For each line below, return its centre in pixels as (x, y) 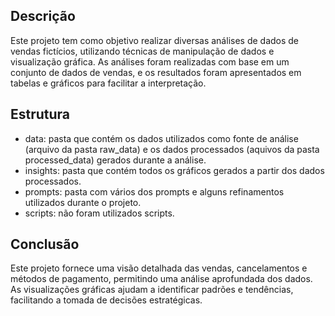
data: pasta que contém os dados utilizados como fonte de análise (161, 138)
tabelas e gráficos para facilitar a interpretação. (108, 83)
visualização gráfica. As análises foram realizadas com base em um (150, 61)
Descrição (43, 16)
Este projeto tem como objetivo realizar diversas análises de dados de (155, 40)
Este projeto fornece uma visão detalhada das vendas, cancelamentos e (159, 268)
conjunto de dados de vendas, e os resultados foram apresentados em (156, 72)
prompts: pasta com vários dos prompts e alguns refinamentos (154, 191)
